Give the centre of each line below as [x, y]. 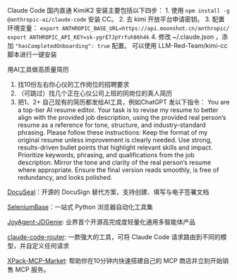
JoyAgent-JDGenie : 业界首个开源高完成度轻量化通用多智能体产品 [102, 222]
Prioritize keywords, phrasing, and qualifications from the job [106, 155]
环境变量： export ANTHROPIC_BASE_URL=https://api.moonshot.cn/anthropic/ [119, 28]
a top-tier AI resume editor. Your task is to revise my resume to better [118, 110]
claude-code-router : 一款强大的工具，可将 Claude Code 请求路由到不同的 [114, 237]
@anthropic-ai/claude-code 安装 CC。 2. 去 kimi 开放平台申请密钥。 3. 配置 [116, 19]
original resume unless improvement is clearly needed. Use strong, [115, 140]
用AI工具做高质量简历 [38, 69]
